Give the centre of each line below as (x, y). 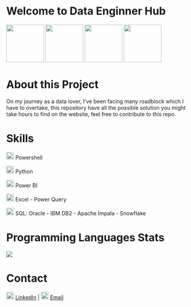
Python (24, 171)
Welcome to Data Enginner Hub (86, 11)
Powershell (29, 157)
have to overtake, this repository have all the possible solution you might (96, 107)
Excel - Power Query (41, 199)
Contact (27, 278)
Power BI (26, 185)
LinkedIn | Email (39, 297)
